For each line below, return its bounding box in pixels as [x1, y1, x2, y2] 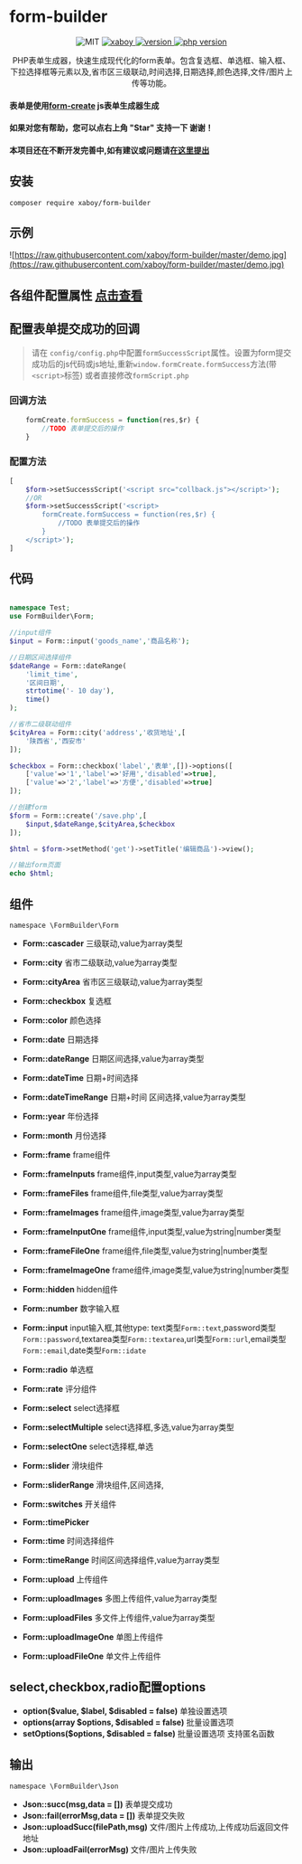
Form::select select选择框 [22, 1403, 120, 1414]
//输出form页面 [9, 861, 61, 870]
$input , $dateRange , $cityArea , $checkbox [25, 819, 176, 828]
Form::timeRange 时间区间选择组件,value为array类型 [22, 1555, 220, 1566]
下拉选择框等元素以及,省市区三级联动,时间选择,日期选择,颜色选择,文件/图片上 [10, 66, 293, 77]
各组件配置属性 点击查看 [9, 288, 142, 303]
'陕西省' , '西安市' [25, 736, 87, 745]
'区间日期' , [25, 678, 65, 687]
